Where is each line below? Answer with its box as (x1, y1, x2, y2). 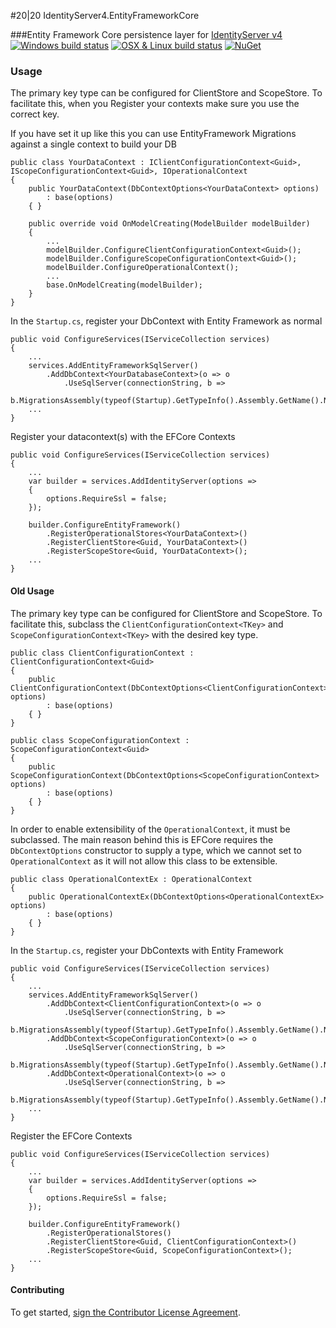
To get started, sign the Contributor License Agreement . (10, 1306, 241, 1318)
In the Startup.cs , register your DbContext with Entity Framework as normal (10, 315, 323, 327)
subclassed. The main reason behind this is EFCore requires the (10, 833, 274, 845)
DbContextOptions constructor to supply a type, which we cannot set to (10, 844, 302, 856)
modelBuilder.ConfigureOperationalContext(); (46, 263, 240, 273)
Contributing (10, 1284, 65, 1296)
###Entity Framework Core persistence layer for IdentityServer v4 (10, 29, 283, 40)
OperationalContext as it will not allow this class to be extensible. (10, 855, 278, 867)
